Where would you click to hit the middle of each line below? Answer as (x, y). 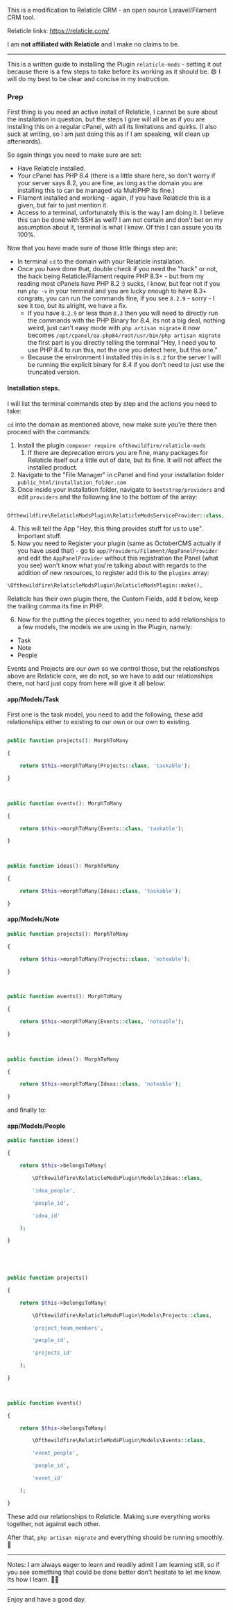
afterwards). (25, 142)
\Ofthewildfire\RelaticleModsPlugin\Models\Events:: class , (119, 1441)
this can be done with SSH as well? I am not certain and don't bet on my (120, 220)
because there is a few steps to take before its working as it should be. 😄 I (114, 71)
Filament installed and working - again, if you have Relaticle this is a (114, 198)
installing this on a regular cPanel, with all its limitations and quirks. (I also (112, 127)
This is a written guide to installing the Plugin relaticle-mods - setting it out (114, 64)
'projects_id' (52, 1353)
